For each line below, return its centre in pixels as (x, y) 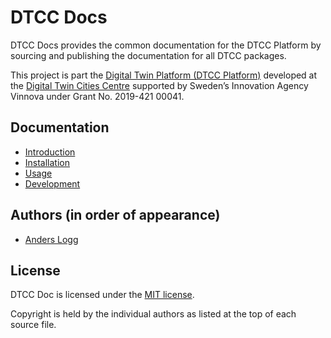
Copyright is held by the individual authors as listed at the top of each (153, 314)
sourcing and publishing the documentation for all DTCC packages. (148, 55)
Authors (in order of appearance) (115, 215)
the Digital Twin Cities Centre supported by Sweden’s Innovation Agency (159, 85)
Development (52, 183)
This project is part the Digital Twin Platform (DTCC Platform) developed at (164, 75)
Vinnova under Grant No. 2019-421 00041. (97, 96)
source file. (33, 325)
